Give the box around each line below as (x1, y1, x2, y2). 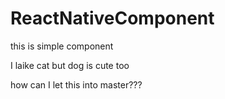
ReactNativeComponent (10, 7, 215, 30)
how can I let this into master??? (10, 78, 143, 91)
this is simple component (10, 40, 114, 52)
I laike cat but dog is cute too (10, 59, 130, 71)
